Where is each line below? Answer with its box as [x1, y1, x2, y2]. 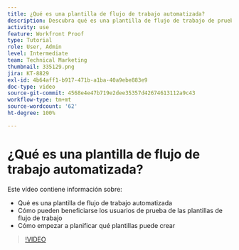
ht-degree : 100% [7, 109, 55, 116]
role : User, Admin [7, 43, 62, 50]
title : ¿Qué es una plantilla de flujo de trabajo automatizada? [7, 10, 205, 18]
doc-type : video [7, 83, 55, 90]
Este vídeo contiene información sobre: [7, 185, 122, 193]
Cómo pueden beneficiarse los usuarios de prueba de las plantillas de [17, 206, 223, 214]
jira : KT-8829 [7, 70, 50, 77]
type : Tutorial [7, 37, 53, 44]
